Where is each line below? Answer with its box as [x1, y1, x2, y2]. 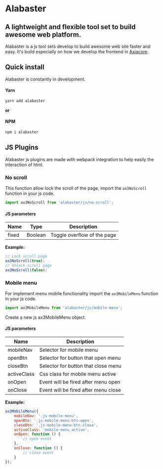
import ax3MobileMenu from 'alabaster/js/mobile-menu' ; [5, 305, 122, 310]
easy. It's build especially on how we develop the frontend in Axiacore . [5, 49, 149, 54]
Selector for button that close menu [39, 363, 122, 370]
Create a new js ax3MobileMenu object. [5, 314, 86, 320]
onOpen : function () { [14, 432, 61, 437]
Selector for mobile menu [39, 346, 98, 353]
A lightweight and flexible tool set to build [5, 23, 136, 31]
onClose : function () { [14, 446, 63, 451]
